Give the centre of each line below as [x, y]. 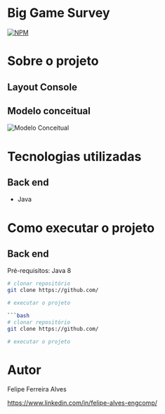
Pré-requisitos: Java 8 [39, 271]
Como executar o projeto [81, 228]
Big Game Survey [59, 13]
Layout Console [42, 87]
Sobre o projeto [53, 61]
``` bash [19, 315]
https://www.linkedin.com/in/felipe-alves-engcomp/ [82, 403]
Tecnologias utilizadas [74, 156]
